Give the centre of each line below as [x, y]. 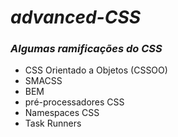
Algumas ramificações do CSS [86, 49]
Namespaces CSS [62, 113]
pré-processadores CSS [74, 102]
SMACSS [43, 81]
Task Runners [53, 123]
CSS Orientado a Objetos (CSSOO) [96, 70]
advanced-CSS [76, 17]
